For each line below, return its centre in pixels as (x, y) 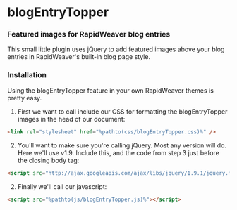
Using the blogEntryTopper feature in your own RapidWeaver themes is (110, 90)
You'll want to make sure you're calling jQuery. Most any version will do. (122, 145)
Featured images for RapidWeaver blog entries (89, 34)
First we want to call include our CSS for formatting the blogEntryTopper (122, 111)
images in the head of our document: (71, 119)
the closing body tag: (48, 160)
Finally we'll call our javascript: (62, 186)
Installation (27, 75)
